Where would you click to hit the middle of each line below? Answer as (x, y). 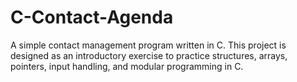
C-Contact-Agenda (92, 17)
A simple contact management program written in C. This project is (148, 45)
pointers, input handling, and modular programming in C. (127, 66)
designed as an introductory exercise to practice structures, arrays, (149, 55)
